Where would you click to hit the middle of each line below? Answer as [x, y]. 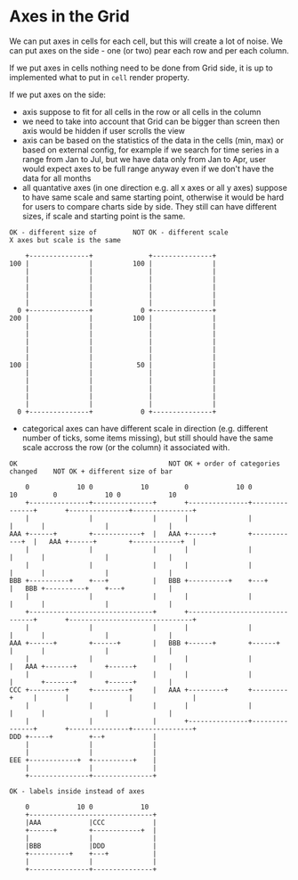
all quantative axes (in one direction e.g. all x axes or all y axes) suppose [154, 187]
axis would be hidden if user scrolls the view [103, 130]
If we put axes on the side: [58, 95]
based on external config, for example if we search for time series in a [150, 150]
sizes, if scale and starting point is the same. [104, 216]
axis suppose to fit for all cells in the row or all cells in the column [141, 111]
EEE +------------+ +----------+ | [83, 760]
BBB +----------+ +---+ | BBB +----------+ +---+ [139, 580]
